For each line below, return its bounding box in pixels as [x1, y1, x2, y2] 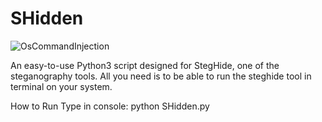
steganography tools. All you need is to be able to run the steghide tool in [10, 70, 312, 82]
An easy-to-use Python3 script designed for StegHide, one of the [10, 59, 280, 71]
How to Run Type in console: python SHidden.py [10, 100, 210, 112]
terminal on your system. [10, 80, 113, 92]
